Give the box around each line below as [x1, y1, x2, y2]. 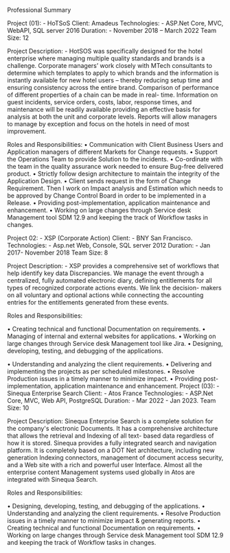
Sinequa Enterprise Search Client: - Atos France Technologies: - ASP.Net [7, 389, 214, 397]
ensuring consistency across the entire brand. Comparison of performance [7, 84, 220, 91]
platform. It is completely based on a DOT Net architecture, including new [7, 446, 215, 454]
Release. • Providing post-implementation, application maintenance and [7, 199, 211, 207]
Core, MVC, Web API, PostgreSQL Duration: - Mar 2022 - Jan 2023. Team [7, 397, 216, 404]
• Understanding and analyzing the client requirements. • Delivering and [7, 360, 212, 368]
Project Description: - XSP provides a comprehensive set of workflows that [7, 262, 220, 270]
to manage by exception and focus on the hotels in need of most [7, 120, 190, 128]
